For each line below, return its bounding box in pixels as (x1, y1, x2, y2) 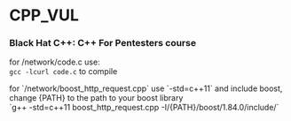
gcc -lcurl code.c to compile (9, 66, 118, 77)
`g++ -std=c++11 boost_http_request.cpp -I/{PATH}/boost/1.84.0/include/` (9, 102, 279, 113)
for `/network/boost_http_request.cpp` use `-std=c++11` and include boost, (9, 83, 283, 94)
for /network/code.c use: (9, 57, 100, 67)
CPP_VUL (9, 5, 80, 26)
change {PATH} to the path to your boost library (9, 93, 184, 103)
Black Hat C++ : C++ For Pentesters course (9, 37, 197, 49)
